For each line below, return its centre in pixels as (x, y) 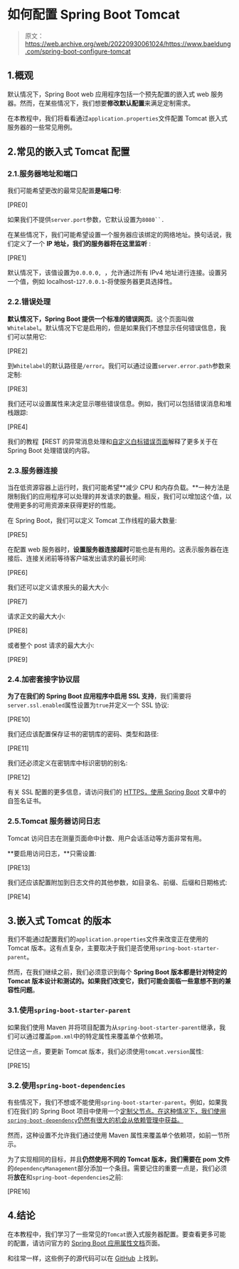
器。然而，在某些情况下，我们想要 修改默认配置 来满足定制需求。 (101, 103)
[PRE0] (18, 205)
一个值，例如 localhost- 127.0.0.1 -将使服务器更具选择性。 (92, 282)
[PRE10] (19, 719)
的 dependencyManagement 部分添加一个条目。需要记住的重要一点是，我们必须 (117, 1168)
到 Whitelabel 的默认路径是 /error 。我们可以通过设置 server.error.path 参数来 (119, 365)
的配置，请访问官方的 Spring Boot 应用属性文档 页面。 (86, 1243)
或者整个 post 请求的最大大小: (51, 646)
